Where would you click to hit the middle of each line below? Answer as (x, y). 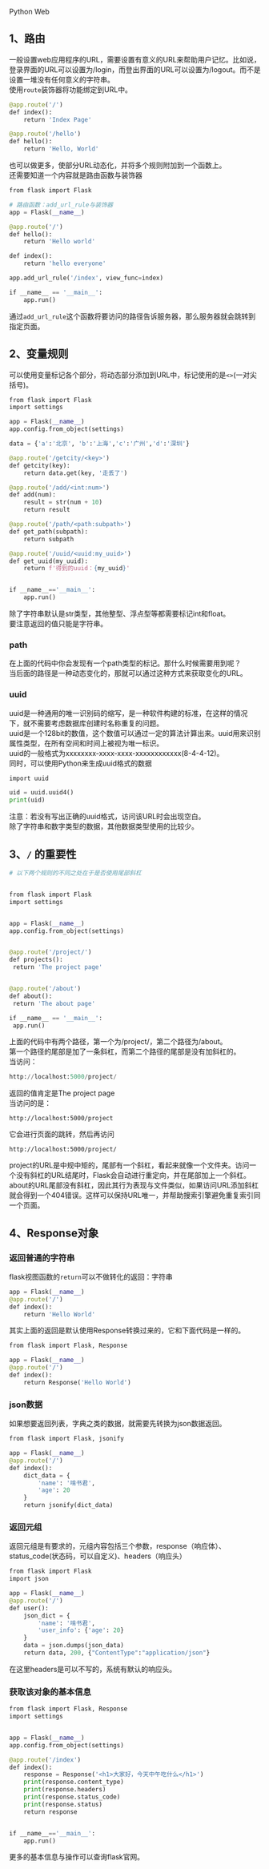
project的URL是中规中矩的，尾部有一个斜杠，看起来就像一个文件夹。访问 (129, 1165)
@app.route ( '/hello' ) (45, 134)
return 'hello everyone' (65, 263)
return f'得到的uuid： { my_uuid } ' (77, 569)
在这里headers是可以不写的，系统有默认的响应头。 (93, 1669)
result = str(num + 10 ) (63, 502)
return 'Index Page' (58, 119)
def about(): (31, 996)
